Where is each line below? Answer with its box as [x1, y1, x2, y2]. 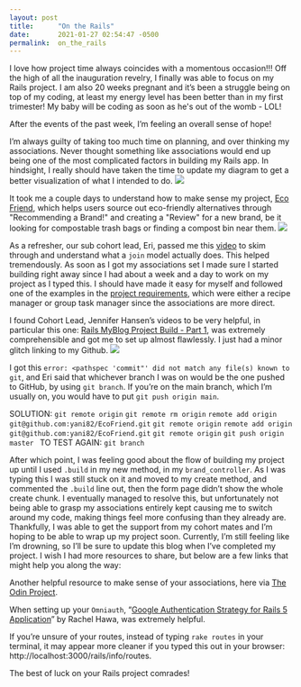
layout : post [9, 13, 59, 23]
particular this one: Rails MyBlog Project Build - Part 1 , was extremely [9, 325, 266, 336]
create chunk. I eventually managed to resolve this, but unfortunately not [9, 493, 279, 504]
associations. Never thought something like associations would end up [9, 146, 271, 157]
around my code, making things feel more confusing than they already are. [9, 512, 287, 523]
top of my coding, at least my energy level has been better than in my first [9, 92, 284, 103]
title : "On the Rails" [9, 22, 115, 31]
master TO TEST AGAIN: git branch [9, 438, 145, 448]
